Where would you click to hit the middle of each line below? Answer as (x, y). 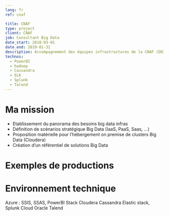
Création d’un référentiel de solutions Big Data (60, 145)
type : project (20, 28)
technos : (14, 57)
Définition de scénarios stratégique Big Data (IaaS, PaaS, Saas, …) (81, 129)
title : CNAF (18, 24)
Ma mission (30, 110)
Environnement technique (61, 188)
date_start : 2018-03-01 (30, 43)
